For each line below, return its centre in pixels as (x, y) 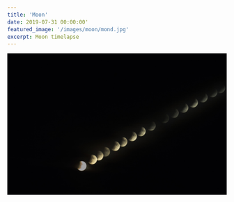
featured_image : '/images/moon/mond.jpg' (68, 29)
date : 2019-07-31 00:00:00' (48, 22)
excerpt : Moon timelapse (43, 37)
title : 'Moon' (28, 15)
